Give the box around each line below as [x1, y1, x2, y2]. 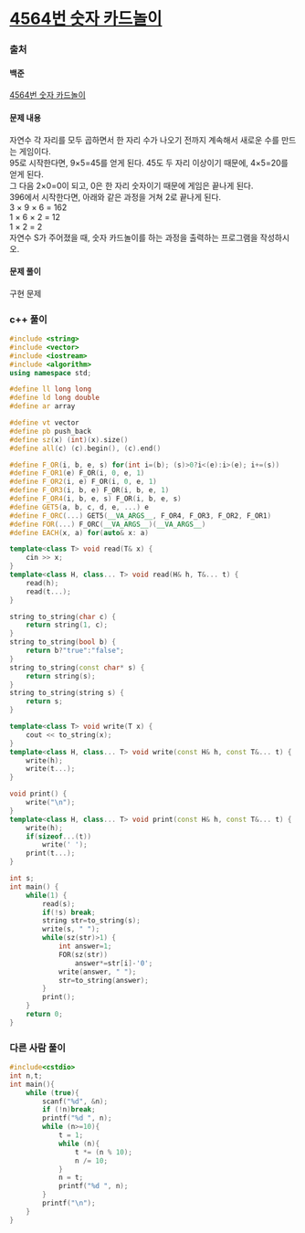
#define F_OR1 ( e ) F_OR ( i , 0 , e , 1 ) [9, 469, 145, 478]
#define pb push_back [9, 427, 92, 436]
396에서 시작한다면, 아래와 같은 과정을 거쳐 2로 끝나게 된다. [9, 191, 222, 202]
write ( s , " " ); [42, 924, 100, 934]
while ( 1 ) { [26, 890, 68, 900]
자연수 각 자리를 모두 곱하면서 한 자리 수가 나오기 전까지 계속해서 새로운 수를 [9, 134, 280, 145]
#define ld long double [9, 394, 100, 403]
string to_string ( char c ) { [9, 612, 117, 621]
